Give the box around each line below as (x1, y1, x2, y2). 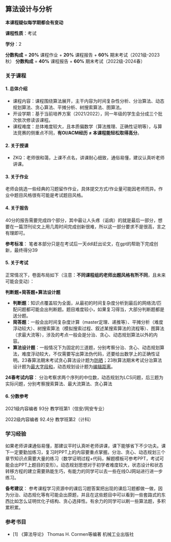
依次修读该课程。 (17, 117, 53, 123)
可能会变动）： (5, 278, 35, 284)
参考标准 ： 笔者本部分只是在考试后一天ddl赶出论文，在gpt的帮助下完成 (5, 241, 154, 247)
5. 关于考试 (5, 260, 28, 266)
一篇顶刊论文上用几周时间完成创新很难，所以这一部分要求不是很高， (14, 223, 157, 230)
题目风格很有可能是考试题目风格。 (14, 192, 85, 198)
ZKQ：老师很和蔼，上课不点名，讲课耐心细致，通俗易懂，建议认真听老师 (12, 155, 165, 161)
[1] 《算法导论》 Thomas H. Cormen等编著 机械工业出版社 (12, 531, 134, 537)
